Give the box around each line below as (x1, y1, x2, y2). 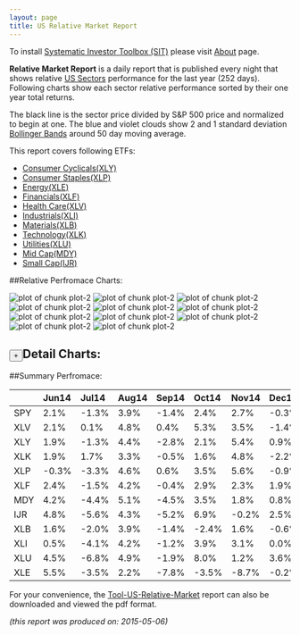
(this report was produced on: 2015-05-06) (9, 616, 169, 627)
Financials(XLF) (21, 191, 80, 202)
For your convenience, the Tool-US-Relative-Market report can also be (9, 589, 270, 600)
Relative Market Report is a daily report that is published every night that (9, 63, 279, 74)
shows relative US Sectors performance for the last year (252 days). (9, 72, 261, 83)
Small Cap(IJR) (21, 257, 78, 268)
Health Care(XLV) (21, 200, 87, 211)
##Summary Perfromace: (9, 371, 103, 381)
